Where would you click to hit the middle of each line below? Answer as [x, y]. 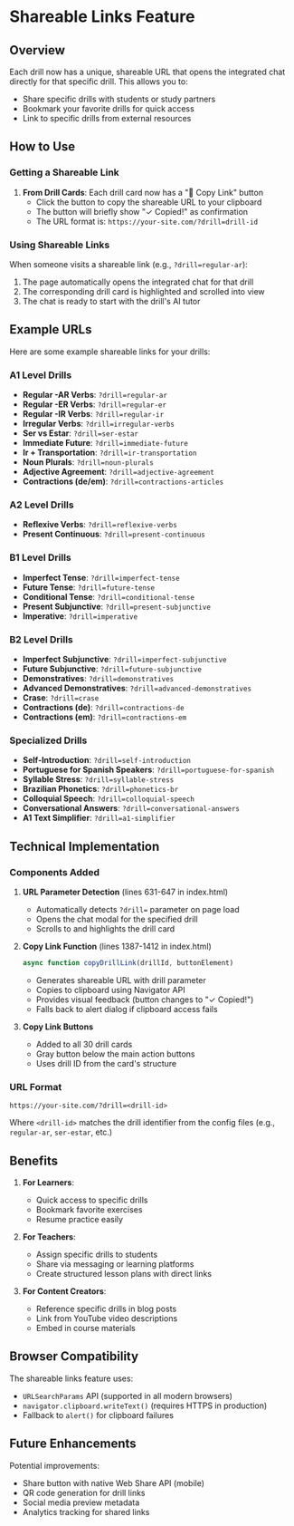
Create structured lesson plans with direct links [124, 1273]
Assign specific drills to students [97, 1254]
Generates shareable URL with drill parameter [121, 980]
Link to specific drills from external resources [107, 118]
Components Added [54, 872]
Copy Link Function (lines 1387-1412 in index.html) [117, 946]
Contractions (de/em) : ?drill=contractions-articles [123, 481]
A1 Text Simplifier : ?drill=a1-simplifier [99, 818]
